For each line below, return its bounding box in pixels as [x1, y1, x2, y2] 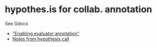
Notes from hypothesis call [12, 36, 70, 42]
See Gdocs [5, 20, 29, 27]
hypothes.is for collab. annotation [5, 4, 152, 15]
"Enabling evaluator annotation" [12, 30, 80, 36]
